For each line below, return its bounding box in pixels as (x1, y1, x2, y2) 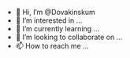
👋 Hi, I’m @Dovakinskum (15, 8, 96, 16)
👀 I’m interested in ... (15, 16, 83, 25)
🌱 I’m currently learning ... (15, 24, 100, 33)
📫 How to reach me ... (15, 42, 89, 50)
